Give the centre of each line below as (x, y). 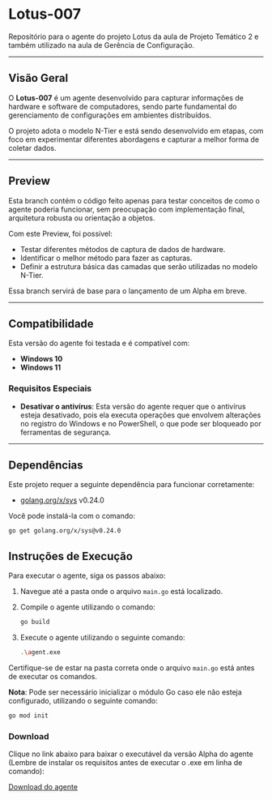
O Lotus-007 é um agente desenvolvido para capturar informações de (126, 97)
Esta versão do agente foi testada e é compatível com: (99, 343)
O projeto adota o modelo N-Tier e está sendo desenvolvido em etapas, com (136, 130)
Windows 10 (41, 359)
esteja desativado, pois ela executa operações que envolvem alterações (140, 415)
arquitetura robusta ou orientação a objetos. (82, 218)
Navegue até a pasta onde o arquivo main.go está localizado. (121, 592)
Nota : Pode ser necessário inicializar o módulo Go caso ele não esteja (125, 692)
